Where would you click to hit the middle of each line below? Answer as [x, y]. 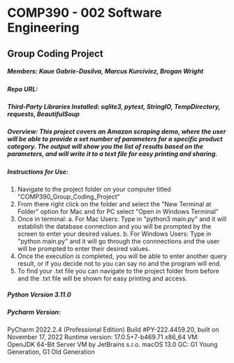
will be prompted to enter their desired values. [83, 249]
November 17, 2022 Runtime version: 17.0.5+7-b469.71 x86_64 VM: [103, 337]
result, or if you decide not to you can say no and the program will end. [119, 264]
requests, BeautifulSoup [44, 114]
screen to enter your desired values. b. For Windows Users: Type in [114, 234]
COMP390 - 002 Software [85, 13]
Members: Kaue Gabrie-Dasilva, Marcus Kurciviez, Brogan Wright [105, 71]
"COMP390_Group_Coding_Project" [69, 197]
